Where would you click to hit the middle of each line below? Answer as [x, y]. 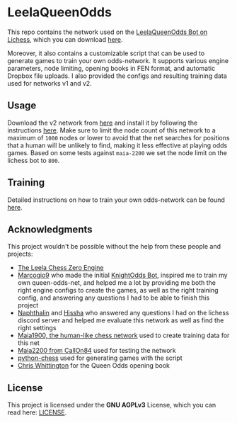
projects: [20, 254]
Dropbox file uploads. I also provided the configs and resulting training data [117, 76]
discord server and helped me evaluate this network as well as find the [121, 320]
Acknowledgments [50, 229]
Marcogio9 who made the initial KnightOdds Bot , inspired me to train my [122, 275]
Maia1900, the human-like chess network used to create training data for [123, 335]
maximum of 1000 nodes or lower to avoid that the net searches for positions [118, 137]
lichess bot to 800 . [34, 160]
